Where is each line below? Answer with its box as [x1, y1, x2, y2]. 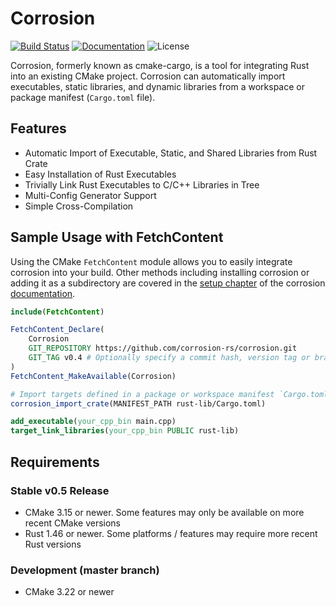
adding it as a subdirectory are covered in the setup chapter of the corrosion [10, 277, 326, 289]
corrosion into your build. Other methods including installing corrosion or [10, 266, 310, 278]
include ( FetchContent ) [10, 307, 105, 317]
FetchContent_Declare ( [10, 325, 105, 335]
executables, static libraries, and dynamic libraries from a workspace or [10, 80, 305, 92]
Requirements [10, 453, 100, 471]
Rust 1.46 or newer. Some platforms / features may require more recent [24, 527, 318, 539]
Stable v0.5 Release [10, 483, 110, 497]
